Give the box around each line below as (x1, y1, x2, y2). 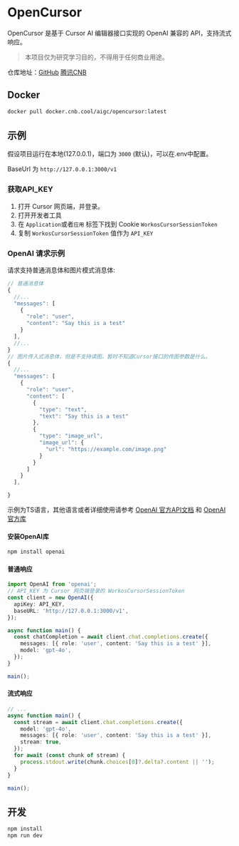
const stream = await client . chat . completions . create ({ (14, 718, 183, 726)
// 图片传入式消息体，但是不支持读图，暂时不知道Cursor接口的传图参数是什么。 (7, 353, 211, 360)
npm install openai (7, 548, 65, 556)
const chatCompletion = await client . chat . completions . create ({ (14, 634, 208, 641)
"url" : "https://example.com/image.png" (45, 445, 167, 453)
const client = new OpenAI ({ (7, 594, 94, 602)
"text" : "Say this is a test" (38, 413, 129, 420)
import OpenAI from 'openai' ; (7, 581, 97, 588)
